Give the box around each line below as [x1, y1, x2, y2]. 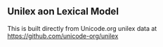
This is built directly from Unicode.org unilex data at [7, 24, 157, 32]
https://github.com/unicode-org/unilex [7, 32, 119, 40]
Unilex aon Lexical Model [7, 6, 119, 18]
